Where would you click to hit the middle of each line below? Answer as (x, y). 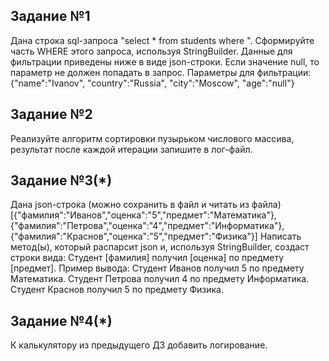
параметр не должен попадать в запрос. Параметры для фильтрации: (161, 72)
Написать (280, 236)
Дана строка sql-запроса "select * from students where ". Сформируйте (162, 40)
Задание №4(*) (61, 320)
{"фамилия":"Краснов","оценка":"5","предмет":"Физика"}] (134, 236)
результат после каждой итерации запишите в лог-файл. (131, 149)
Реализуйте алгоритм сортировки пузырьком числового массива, (152, 138)
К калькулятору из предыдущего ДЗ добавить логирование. (139, 345)
